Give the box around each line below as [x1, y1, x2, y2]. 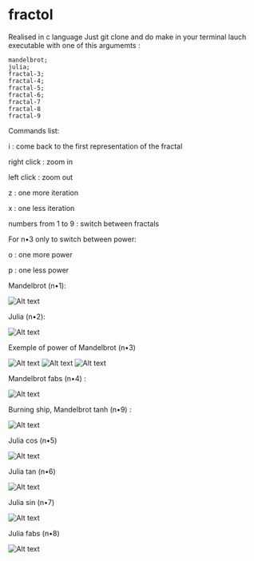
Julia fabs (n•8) [8, 528, 60, 538]
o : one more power [8, 249, 73, 259]
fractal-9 [8, 112, 42, 120]
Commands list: [8, 125, 60, 135]
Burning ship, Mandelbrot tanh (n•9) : [8, 404, 132, 414]
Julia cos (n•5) [8, 436, 58, 445]
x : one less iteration [8, 203, 75, 213]
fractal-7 [8, 97, 42, 105]
